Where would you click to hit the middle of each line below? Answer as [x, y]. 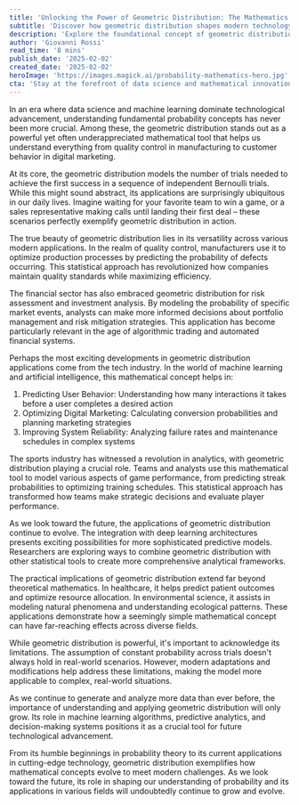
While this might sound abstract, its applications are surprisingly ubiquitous [147, 192]
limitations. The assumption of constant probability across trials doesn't [141, 652]
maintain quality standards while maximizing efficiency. [110, 276]
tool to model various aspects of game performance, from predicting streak [148, 477]
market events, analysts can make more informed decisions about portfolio [146, 312]
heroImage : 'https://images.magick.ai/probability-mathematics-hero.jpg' [149, 76]
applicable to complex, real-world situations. [91, 680]
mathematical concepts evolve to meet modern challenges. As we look [139, 772]
